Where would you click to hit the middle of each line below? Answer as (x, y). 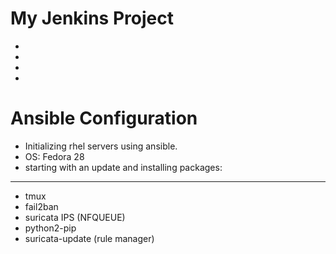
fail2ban (41, 206)
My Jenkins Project (92, 18)
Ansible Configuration (104, 118)
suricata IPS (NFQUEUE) (75, 217)
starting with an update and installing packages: (123, 167)
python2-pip (50, 228)
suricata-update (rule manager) (89, 238)
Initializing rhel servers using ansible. (101, 146)
